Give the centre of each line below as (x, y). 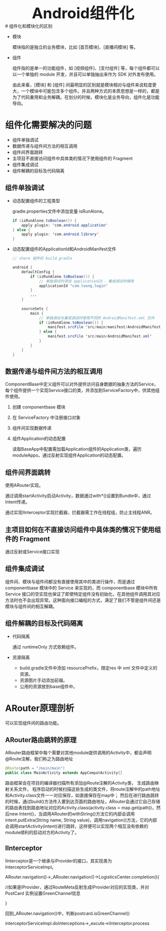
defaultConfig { (38, 272)
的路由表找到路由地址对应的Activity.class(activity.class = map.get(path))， (81, 808)
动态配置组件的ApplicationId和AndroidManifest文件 (64, 249)
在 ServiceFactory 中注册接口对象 (46, 418)
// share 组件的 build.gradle (42, 258)
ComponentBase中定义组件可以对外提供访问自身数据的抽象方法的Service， (82, 384)
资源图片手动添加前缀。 (43, 680)
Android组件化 (83, 13)
